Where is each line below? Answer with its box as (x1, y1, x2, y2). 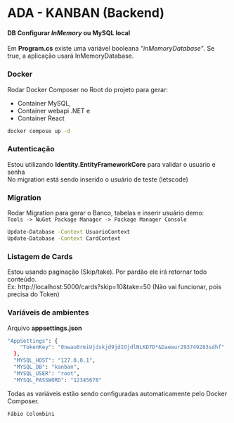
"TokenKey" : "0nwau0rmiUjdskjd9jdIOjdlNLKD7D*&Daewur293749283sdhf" (20, 343, 225, 351)
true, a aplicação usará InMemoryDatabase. (7, 51, 134, 61)
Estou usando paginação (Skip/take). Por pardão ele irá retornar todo (7, 267, 207, 276)
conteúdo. (7, 275, 37, 284)
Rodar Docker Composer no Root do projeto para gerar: (7, 85, 169, 94)
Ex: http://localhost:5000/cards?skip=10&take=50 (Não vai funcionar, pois (7, 283, 221, 291)
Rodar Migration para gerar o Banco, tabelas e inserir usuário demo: (7, 209, 204, 217)
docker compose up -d (7, 127, 71, 134)
